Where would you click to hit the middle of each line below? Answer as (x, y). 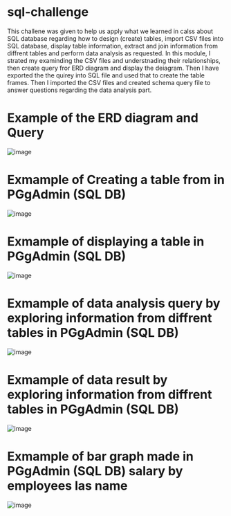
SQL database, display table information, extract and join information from (112, 46)
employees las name (67, 486)
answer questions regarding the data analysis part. (80, 90)
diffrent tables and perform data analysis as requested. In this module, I (109, 53)
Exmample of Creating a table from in (116, 180)
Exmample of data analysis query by (114, 303)
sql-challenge (48, 12)
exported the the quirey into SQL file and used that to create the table (106, 75)
